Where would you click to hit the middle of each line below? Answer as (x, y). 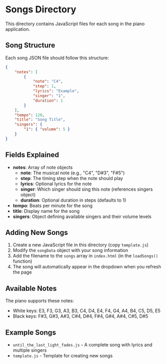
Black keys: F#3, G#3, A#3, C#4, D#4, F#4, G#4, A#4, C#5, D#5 (80, 316)
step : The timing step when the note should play (72, 178)
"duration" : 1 (48, 101)
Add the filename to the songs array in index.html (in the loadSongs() (85, 256)
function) (22, 261)
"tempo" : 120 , (30, 115)
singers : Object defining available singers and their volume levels (82, 216)
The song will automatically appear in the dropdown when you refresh (87, 267)
